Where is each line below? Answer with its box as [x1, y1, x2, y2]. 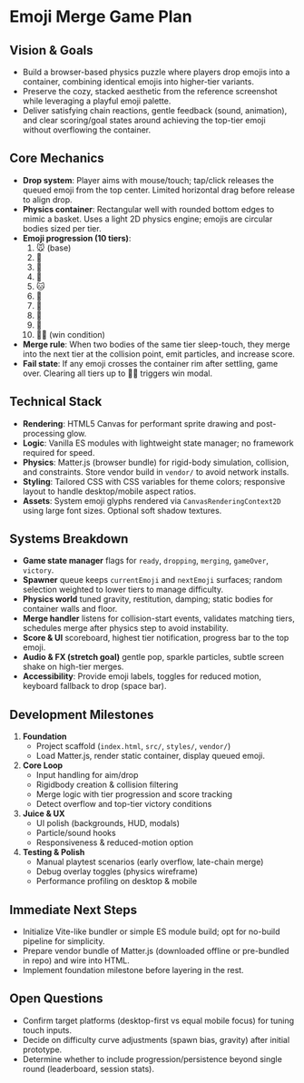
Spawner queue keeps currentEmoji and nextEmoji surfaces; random [22, 575, 283, 586]
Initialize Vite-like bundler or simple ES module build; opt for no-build [22, 926, 280, 937]
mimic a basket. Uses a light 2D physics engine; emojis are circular [22, 213, 273, 224]
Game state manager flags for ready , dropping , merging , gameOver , [22, 556, 270, 566]
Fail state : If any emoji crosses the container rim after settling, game [22, 358, 279, 369]
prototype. [22, 1044, 63, 1055]
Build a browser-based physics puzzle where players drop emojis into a [22, 66, 290, 77]
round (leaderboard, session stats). [22, 1063, 154, 1074]
